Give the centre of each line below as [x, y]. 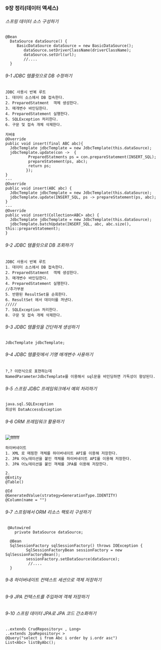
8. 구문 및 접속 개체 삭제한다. [34, 315]
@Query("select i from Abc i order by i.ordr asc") [61, 638]
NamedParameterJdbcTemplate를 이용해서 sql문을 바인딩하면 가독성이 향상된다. [80, 376]
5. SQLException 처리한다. [32, 119]
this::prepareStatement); [33, 229]
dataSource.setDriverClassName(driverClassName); [77, 50]
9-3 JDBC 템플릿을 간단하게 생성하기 [42, 327]
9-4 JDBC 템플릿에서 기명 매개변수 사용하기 [49, 354]
